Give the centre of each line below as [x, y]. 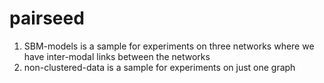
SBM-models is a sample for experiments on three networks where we [169, 46]
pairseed [47, 18]
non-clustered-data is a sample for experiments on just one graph [159, 67]
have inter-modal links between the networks [117, 56]
